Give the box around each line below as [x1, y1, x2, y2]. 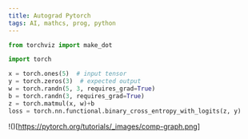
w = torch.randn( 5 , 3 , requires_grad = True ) [8, 85, 156, 93]
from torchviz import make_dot [8, 41, 113, 49]
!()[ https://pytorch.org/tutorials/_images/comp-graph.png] [8, 121, 201, 131]
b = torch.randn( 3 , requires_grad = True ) [8, 92, 146, 100]
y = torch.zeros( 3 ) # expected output [8, 77, 142, 85]
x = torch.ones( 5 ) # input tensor [8, 69, 127, 78]
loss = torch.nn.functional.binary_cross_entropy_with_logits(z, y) [8, 107, 242, 115]
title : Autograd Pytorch [8, 11, 91, 20]
